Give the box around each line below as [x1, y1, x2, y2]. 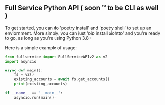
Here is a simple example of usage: [5, 44, 77, 51]
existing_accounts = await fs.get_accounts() [14, 77, 110, 82]
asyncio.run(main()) [14, 95, 56, 100]
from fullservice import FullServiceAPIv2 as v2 [5, 54, 108, 59]
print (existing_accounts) [14, 81, 68, 87]
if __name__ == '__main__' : [5, 91, 63, 96]
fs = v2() [14, 72, 35, 77]
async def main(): [5, 68, 43, 73]
